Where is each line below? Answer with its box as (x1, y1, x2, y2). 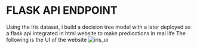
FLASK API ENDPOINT (6, 4, 118, 17)
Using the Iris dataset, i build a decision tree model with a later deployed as (6, 23, 191, 30)
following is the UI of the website (6, 36, 87, 43)
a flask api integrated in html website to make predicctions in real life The (6, 29, 186, 36)
